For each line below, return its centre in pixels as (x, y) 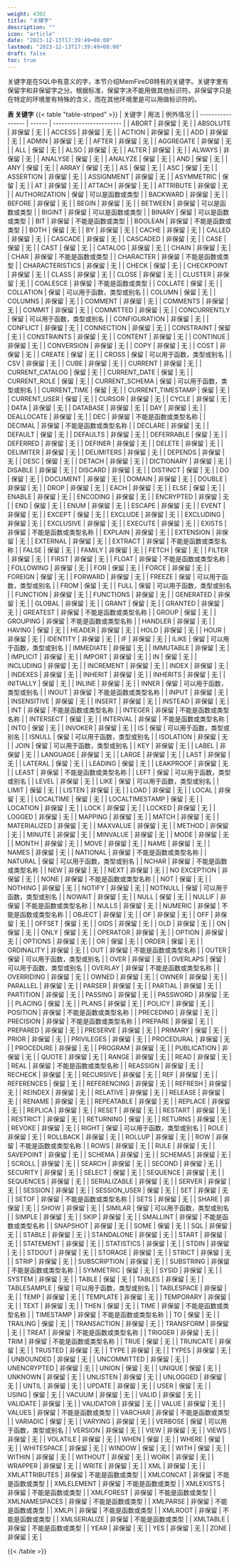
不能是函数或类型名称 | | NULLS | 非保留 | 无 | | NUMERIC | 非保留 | (123, 905)
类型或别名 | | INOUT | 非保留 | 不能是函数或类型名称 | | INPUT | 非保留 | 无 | (118, 692)
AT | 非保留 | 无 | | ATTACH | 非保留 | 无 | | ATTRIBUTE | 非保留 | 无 (132, 185)
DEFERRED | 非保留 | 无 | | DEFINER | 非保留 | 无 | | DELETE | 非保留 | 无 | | (116, 443)
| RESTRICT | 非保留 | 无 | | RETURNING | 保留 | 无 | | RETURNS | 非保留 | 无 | (119, 1119)
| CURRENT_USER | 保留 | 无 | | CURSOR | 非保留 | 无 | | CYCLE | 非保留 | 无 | (119, 398)
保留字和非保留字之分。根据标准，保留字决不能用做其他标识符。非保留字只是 (119, 90)
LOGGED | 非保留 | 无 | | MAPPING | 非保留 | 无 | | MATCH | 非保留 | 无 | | (113, 817)
